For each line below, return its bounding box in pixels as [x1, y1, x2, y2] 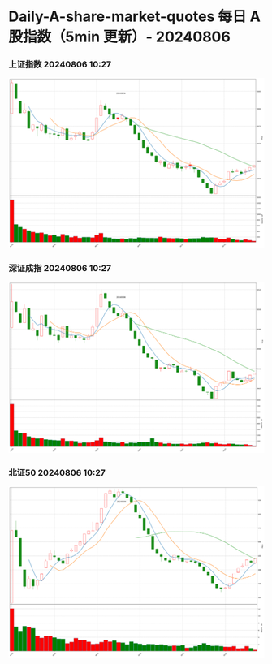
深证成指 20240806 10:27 [8, 263, 112, 274]
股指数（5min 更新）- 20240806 [8, 28, 231, 46]
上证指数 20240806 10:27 [8, 58, 112, 70]
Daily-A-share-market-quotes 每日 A [8, 7, 261, 26]
